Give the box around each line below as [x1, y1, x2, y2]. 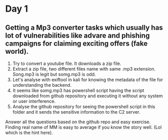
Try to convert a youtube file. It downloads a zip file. [12, 60, 121, 66]
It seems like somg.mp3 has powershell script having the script [12, 87, 144, 93]
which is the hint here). [5, 130, 53, 135]
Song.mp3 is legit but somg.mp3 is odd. [12, 72, 96, 77]
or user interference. [12, 98, 56, 104]
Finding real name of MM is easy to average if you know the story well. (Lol [5, 124, 162, 130]
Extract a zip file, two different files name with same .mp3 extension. [12, 66, 156, 72]
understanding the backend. [12, 82, 72, 88]
